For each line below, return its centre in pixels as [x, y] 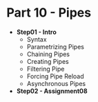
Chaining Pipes [48, 54]
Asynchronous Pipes [56, 83]
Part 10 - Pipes [49, 13]
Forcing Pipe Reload [55, 76]
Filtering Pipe [46, 69]
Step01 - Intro [36, 32]
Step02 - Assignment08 [52, 91]
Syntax [37, 39]
